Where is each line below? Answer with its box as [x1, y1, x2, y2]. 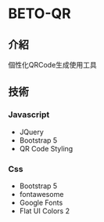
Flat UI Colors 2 [19, 206, 70, 216]
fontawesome [19, 189, 64, 198]
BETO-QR [8, 5, 72, 23]
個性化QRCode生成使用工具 [8, 60, 98, 69]
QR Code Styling [19, 144, 74, 153]
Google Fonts [19, 198, 63, 207]
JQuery [19, 127, 45, 136]
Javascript [8, 109, 50, 120]
